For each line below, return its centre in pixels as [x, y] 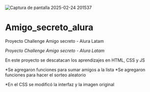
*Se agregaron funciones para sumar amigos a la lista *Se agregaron [75, 69]
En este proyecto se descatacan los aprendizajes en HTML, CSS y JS [75, 60]
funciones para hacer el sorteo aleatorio [46, 75]
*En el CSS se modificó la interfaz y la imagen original [60, 84]
